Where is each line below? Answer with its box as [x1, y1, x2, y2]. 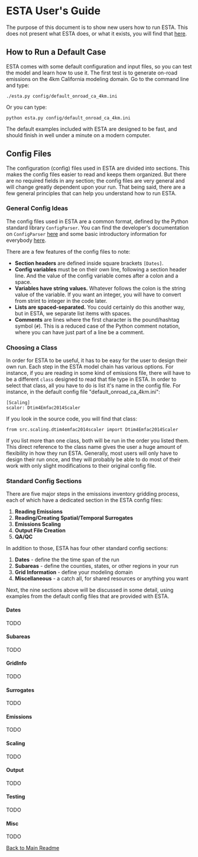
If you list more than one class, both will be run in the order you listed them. [6, 437, 190, 444]
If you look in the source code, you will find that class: [6, 415, 138, 422]
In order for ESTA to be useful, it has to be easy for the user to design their [6, 357, 187, 364]
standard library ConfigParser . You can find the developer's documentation [6, 224, 189, 231]
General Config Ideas [6, 204, 69, 212]
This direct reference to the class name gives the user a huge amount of [6, 444, 182, 451]
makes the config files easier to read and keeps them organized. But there [6, 170, 187, 178]
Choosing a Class [6, 343, 58, 351]
